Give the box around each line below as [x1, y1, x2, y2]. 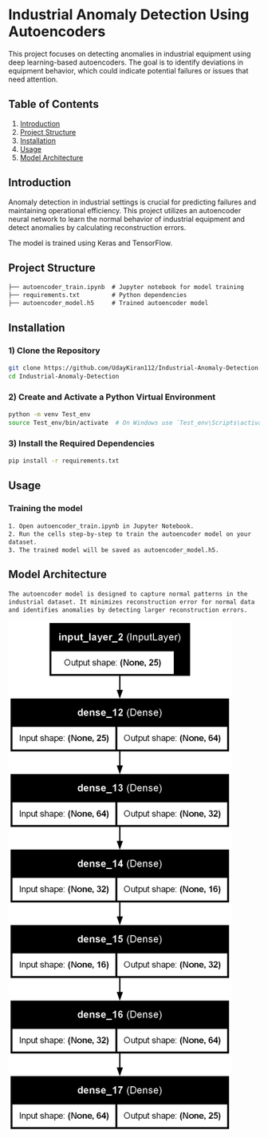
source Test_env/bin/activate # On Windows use [8, 418, 173, 426]
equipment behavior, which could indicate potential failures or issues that [8, 65, 249, 75]
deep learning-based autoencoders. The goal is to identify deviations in [8, 57, 243, 67]
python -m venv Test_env [8, 410, 91, 418]
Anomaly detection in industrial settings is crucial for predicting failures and [8, 197, 257, 207]
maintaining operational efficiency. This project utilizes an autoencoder [8, 205, 242, 215]
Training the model [8, 503, 83, 514]
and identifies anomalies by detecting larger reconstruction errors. [8, 605, 248, 614]
